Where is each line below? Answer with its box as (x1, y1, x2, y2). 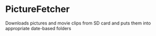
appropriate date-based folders (5, 25, 71, 31)
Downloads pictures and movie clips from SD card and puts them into (5, 20, 151, 26)
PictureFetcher (5, 3, 70, 15)
